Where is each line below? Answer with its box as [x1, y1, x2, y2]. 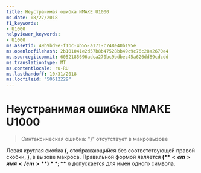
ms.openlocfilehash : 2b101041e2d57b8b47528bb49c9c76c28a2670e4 [6, 48, 169, 54]
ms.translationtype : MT [6, 59, 66, 65]
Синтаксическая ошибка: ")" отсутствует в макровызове [21, 135, 168, 143]
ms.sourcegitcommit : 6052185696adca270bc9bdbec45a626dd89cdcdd [6, 54, 169, 60]
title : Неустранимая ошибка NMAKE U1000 [6, 8, 110, 15]
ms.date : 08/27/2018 [6, 15, 59, 21]
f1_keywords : [6, 20, 39, 26]
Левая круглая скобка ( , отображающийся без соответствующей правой [6, 147, 195, 154]
